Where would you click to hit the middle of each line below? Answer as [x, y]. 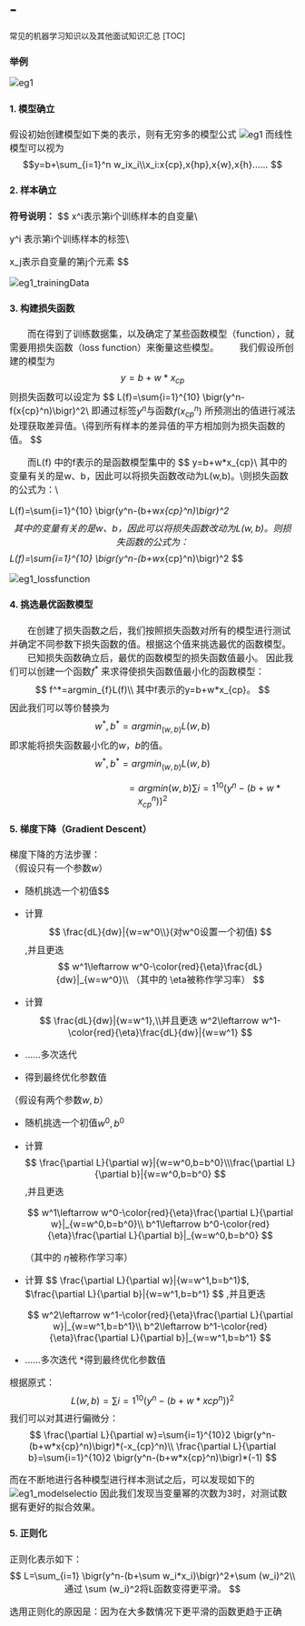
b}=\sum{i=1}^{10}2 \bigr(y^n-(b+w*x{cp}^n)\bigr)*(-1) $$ [152, 1458]
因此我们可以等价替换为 [60, 708]
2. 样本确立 [33, 190]
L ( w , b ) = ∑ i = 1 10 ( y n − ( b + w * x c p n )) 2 [152, 1400]
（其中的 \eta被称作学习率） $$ [198, 979]
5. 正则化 [29, 1533]
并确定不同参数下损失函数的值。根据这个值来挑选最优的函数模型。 [151, 644]
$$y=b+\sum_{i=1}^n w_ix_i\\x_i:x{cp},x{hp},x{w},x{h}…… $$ [152, 165]
